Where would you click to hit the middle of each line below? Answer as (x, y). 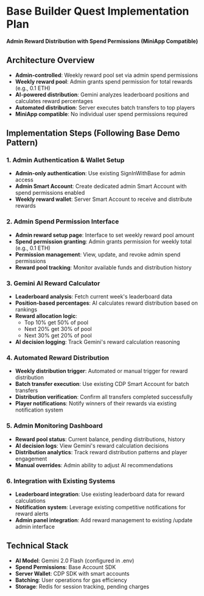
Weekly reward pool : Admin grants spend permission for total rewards (104, 81)
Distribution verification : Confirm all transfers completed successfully (104, 397)
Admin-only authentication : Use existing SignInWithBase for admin (100, 173)
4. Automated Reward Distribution (58, 357)
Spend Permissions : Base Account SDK (65, 567)
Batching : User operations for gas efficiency (71, 580)
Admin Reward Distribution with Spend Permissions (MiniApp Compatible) (102, 41)
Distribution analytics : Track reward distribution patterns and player (101, 452)
